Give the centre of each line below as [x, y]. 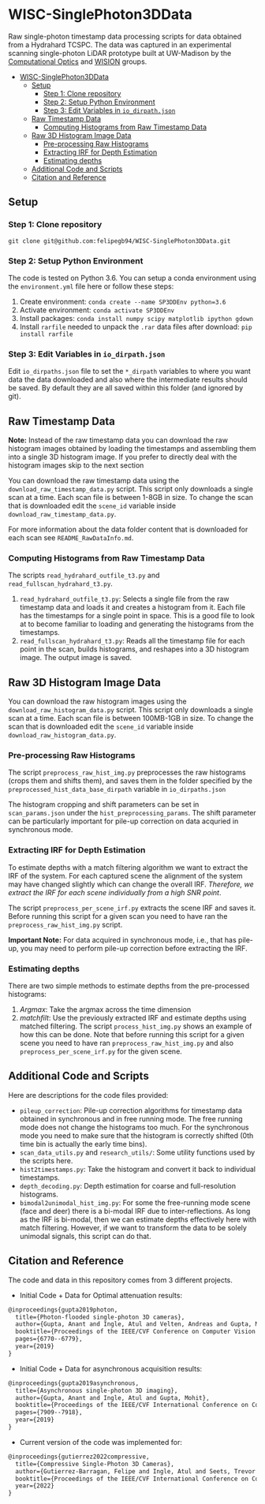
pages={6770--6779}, [49, 1339]
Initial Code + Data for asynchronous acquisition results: [111, 1368]
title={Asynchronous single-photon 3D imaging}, [97, 1390]
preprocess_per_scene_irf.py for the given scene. [101, 1051]
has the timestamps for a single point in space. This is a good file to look [137, 616]
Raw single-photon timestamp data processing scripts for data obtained [125, 36]
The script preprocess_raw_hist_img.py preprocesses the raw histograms [127, 773]
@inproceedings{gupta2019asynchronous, [74, 1383]
